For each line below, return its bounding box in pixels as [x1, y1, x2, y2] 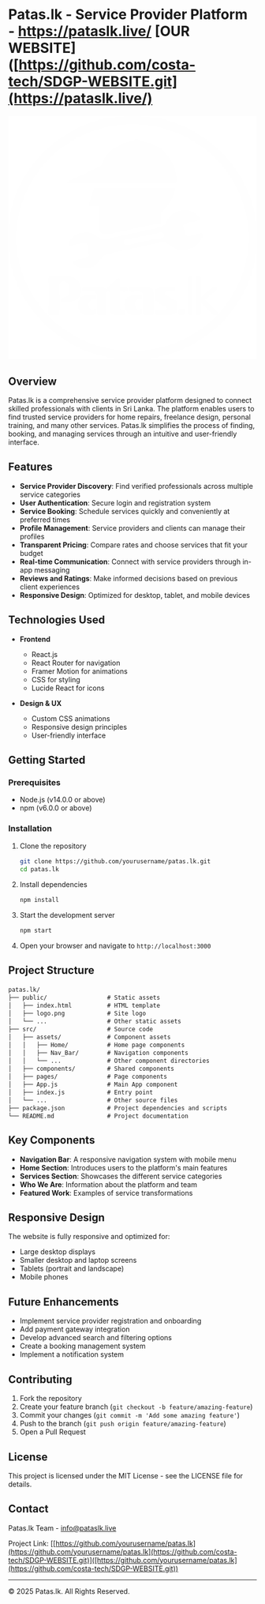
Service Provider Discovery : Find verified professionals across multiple [19, 481, 254, 490]
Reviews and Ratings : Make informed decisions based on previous [19, 573, 238, 583]
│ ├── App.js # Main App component [8, 1080, 178, 1088]
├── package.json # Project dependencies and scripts [8, 1104, 227, 1112]
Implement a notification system [19, 1350, 125, 1359]
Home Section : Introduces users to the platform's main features [19, 1163, 228, 1172]
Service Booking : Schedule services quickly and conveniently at [19, 506, 230, 516]
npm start [19, 926, 53, 935]
